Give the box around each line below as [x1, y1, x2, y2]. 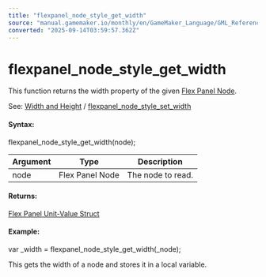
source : [8, 19, 34, 27]
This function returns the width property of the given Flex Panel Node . [8, 86, 237, 95]
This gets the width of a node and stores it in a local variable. [8, 260, 207, 269]
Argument [12, 155, 51, 167]
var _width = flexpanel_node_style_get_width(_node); [8, 244, 181, 253]
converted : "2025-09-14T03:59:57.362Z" [8, 26, 140, 34]
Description [137, 155, 184, 167]
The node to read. [127, 169, 194, 180]
